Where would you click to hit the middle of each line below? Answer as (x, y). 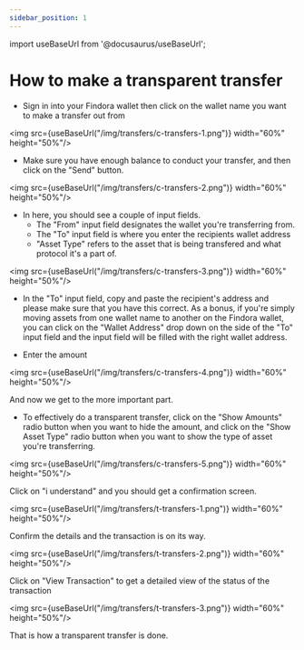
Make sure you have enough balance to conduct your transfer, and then (157, 160)
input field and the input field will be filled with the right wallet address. (155, 336)
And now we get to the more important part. (92, 399)
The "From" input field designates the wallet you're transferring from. (166, 225)
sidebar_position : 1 (49, 18)
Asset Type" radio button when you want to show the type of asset (147, 436)
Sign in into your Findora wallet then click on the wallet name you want (155, 105)
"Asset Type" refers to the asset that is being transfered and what (158, 244)
